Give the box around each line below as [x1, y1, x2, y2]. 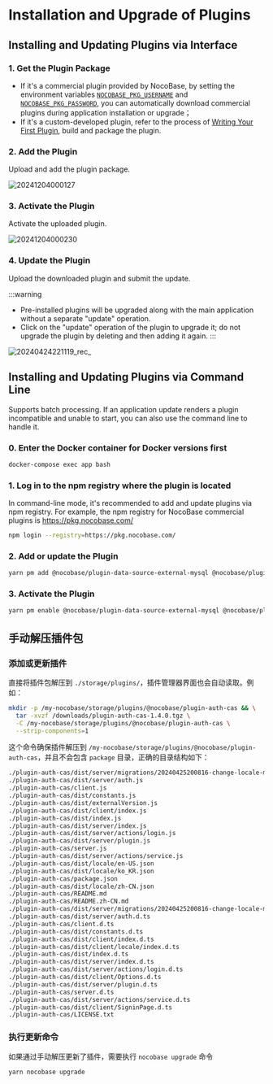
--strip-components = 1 [15, 726, 89, 735]
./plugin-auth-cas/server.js [8, 844, 107, 853]
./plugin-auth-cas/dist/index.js [8, 814, 122, 822]
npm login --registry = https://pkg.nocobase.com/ [8, 531, 176, 540]
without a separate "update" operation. [19, 313, 151, 323]
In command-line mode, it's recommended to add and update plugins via [8, 498, 252, 508]
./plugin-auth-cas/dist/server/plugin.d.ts [8, 980, 158, 989]
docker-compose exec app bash [8, 460, 111, 468]
